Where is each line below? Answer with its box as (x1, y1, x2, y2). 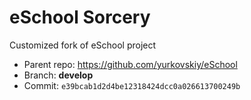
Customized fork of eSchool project (9, 39, 157, 51)
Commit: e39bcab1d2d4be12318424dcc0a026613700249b (23, 79, 241, 91)
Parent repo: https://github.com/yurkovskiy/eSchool (23, 58, 238, 70)
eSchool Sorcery (9, 6, 151, 29)
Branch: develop (23, 69, 94, 81)
